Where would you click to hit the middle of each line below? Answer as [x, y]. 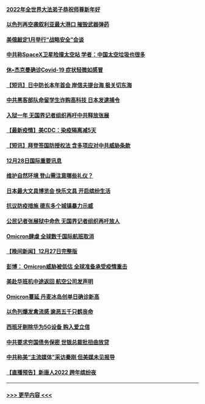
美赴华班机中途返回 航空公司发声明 [50, 282]
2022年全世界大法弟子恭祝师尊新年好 [53, 9]
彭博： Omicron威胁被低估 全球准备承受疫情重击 [67, 266]
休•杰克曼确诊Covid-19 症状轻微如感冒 [55, 70]
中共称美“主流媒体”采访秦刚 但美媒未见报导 [61, 357]
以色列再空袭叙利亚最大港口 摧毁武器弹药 [58, 24]
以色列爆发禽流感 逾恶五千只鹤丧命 [50, 312]
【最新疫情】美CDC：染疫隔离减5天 [51, 130]
